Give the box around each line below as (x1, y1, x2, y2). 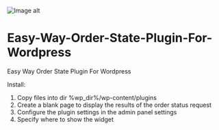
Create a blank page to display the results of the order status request (16, 101, 212, 109)
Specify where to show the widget (16, 115, 114, 123)
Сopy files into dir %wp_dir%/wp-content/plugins (16, 93, 157, 101)
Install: (7, 80, 26, 88)
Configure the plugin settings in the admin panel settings (16, 108, 177, 116)
